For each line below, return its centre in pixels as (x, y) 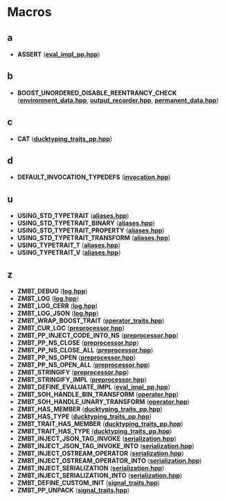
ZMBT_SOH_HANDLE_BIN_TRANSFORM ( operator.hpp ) (98, 394)
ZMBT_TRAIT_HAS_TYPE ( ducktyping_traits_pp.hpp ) (94, 432)
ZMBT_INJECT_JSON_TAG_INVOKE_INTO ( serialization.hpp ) (106, 446)
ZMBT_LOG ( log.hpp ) (48, 298)
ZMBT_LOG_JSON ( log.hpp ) (58, 314)
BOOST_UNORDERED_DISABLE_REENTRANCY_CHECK (97, 93)
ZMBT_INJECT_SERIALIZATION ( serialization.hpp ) (91, 468)
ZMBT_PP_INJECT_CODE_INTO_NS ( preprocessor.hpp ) (98, 336)
